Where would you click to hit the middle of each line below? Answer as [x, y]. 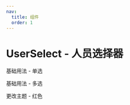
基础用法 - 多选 [25, 84]
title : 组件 [25, 17]
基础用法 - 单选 [25, 71]
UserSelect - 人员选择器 [65, 53]
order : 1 [22, 22]
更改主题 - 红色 [25, 96]
